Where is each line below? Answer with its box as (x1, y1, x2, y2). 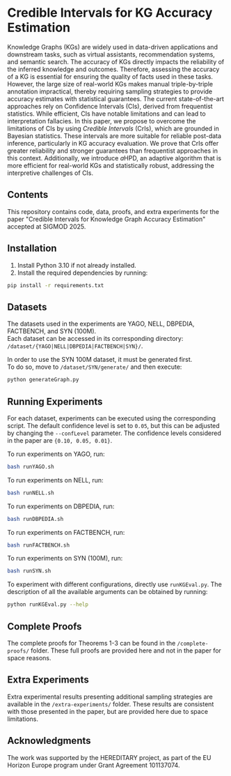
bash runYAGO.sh (7, 463, 54, 470)
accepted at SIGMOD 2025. (7, 222, 86, 231)
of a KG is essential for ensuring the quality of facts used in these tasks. (7, 72, 214, 81)
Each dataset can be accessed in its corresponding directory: (7, 335, 184, 343)
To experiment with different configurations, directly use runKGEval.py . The (7, 580, 223, 588)
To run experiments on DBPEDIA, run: (7, 502, 115, 510)
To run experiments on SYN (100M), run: (7, 554, 123, 563)
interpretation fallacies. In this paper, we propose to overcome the (7, 116, 196, 125)
